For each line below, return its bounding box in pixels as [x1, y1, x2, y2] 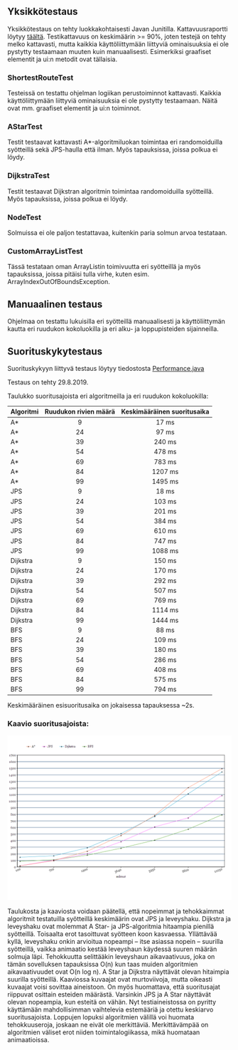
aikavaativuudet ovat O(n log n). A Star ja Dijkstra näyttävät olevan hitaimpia [7, 967, 229, 976]
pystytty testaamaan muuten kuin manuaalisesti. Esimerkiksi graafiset [7, 47, 212, 56]
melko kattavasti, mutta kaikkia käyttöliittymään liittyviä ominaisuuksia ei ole [7, 39, 229, 48]
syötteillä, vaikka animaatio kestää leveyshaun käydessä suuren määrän [7, 945, 217, 953]
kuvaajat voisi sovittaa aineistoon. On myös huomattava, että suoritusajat [7, 982, 220, 992]
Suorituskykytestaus [7, 345, 103, 357]
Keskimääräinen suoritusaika [121, 407, 210, 416]
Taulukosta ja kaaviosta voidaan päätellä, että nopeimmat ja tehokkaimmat [7, 907, 225, 915]
